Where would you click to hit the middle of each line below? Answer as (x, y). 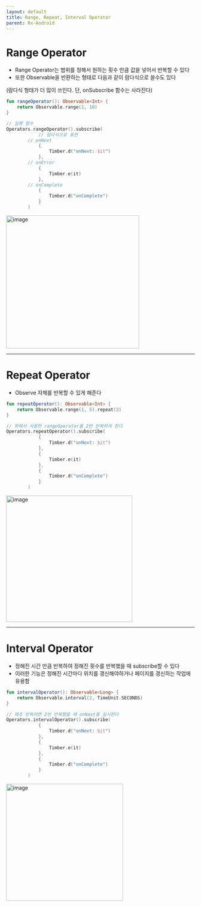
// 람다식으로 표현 (58, 135)
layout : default (26, 12)
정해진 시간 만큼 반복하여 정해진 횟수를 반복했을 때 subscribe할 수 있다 (97, 666)
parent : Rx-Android (31, 23)
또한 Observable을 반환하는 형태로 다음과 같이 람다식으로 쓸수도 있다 (95, 77)
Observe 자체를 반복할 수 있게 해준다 (58, 392)
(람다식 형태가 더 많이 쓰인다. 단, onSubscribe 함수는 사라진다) (79, 90)
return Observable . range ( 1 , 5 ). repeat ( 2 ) (69, 409)
